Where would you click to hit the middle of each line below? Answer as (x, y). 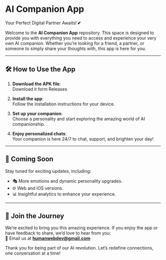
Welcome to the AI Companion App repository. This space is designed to (80, 33)
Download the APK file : (36, 84)
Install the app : (28, 99)
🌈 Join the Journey (35, 216)
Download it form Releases (40, 89)
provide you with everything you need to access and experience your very (81, 38)
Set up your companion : (37, 113)
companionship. (29, 124)
